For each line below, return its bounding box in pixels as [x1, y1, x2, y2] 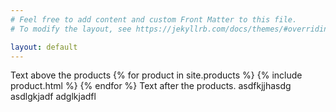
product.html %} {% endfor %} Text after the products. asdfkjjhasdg [10, 80, 292, 92]
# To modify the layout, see [10, 24, 132, 34]
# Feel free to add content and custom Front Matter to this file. [10, 14, 298, 25]
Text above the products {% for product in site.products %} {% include [10, 69, 303, 81]
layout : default [10, 42, 78, 52]
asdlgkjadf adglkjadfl [10, 91, 97, 103]
